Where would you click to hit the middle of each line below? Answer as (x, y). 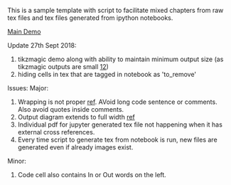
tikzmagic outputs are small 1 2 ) (63, 67)
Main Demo (24, 32)
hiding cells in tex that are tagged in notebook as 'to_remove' (107, 74)
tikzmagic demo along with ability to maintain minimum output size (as (120, 59)
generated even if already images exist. (75, 147)
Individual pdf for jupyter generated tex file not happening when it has (120, 125)
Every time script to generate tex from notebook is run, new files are (118, 139)
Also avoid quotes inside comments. (71, 109)
